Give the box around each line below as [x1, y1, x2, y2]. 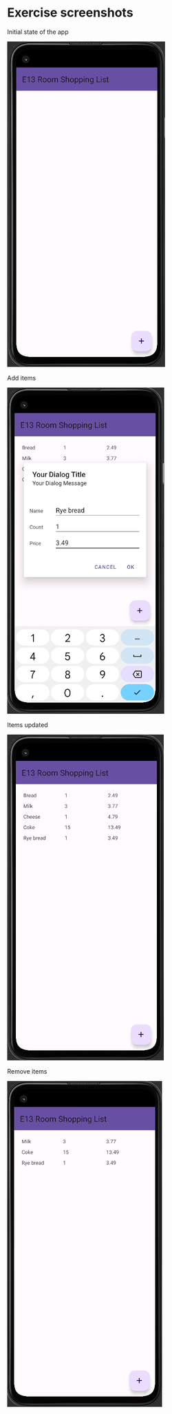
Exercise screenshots [7, 5, 133, 21]
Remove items [7, 1067, 47, 1075]
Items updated [7, 720, 48, 729]
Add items [7, 374, 36, 382]
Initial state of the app [7, 28, 69, 36]
